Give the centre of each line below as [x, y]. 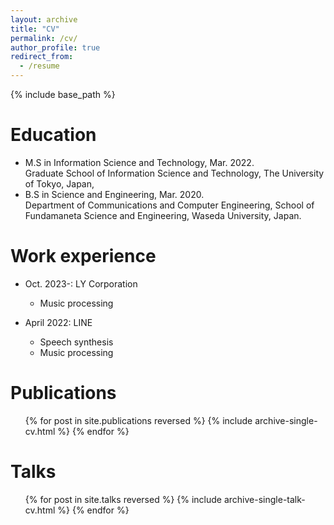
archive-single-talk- [264, 499]
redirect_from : [42, 57]
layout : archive [44, 19]
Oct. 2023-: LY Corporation [81, 283]
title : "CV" [35, 29]
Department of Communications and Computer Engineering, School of [169, 205]
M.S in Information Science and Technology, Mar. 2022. [139, 162]
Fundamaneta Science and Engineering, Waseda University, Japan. [163, 215]
